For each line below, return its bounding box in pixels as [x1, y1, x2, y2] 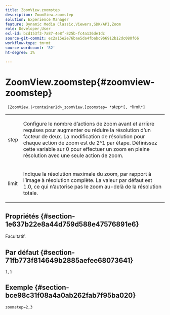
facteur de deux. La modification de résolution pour [23, 133, 145, 140]
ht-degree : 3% [5, 50, 35, 55]
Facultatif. [5, 233, 26, 239]
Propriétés [5, 212, 39, 220]
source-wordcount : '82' [5, 45, 56, 50]
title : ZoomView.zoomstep [5, 7, 60, 13]
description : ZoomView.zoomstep [5, 12, 73, 17]
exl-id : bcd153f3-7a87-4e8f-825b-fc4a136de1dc [5, 31, 105, 36]
